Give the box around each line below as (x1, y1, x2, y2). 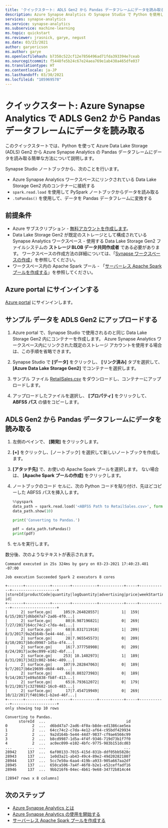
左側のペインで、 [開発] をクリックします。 (12, 438, 101, 444)
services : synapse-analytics (5, 16, 66, 21)
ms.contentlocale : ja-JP (5, 68, 57, 73)
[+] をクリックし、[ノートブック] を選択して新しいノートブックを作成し (12, 449, 160, 455)
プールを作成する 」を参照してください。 (12, 269, 96, 275)
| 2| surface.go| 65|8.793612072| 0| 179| (5, 679, 140, 685)
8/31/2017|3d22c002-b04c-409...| (5, 658, 75, 663)
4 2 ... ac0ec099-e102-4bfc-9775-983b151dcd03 (5, 741, 131, 746)
